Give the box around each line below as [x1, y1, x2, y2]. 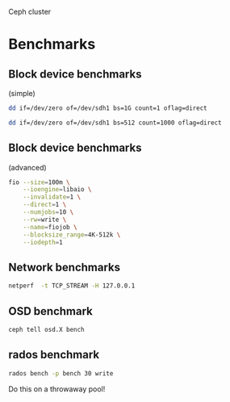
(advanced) [8, 162, 47, 172]
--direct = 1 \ [23, 201, 67, 209]
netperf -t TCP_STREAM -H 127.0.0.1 [8, 282, 136, 290]
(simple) [8, 89, 36, 98]
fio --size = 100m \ [8, 178, 70, 186]
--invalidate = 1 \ [23, 193, 82, 201]
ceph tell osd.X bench [8, 325, 85, 333]
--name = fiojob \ [23, 223, 78, 231]
